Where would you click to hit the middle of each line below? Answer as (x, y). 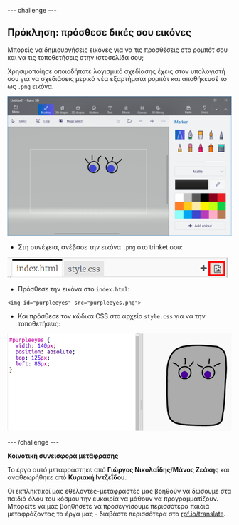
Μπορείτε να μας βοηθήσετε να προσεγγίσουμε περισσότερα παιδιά (108, 506)
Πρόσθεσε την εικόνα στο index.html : (74, 289)
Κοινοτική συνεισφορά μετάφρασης (63, 456)
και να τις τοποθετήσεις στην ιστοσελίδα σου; (76, 57)
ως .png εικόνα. (31, 86)
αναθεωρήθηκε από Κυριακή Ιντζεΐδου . (67, 477)
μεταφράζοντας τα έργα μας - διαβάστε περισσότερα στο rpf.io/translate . (117, 514)
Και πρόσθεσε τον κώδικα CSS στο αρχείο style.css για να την (111, 316)
